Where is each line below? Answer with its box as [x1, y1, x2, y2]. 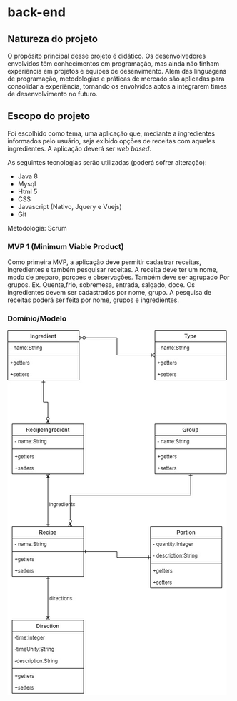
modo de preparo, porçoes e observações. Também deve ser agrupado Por [7, 273, 230, 282]
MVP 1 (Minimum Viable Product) [7, 241, 124, 251]
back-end [7, 4, 66, 21]
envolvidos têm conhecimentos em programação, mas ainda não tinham [7, 59, 220, 68]
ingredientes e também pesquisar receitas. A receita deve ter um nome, [7, 266, 218, 274]
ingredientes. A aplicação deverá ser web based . [7, 144, 152, 153]
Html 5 [17, 187, 38, 196]
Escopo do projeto [7, 110, 91, 122]
